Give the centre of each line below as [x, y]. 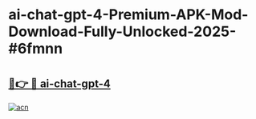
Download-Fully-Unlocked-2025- [122, 32]
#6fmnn [35, 49]
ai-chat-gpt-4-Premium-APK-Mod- [128, 15]
